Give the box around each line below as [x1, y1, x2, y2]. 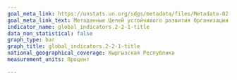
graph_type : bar [7, 36, 55, 44]
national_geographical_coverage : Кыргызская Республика [7, 50, 175, 57]
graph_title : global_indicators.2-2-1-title [7, 43, 140, 50]
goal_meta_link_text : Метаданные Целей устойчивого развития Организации [7, 17, 229, 24]
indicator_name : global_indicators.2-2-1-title [7, 23, 150, 30]
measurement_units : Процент [7, 56, 90, 63]
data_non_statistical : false [7, 29, 93, 37]
